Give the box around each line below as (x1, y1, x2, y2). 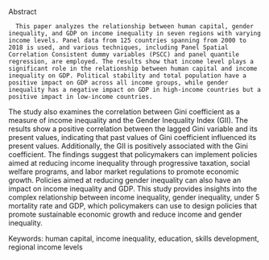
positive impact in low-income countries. (8, 93, 153, 101)
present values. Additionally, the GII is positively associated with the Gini (8, 141, 248, 151)
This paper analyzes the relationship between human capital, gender (15, 23, 254, 31)
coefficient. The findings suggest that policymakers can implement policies (8, 150, 258, 159)
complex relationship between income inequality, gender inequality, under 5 (8, 192, 260, 202)
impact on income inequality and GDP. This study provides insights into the (8, 184, 258, 193)
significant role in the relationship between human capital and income (8, 64, 258, 72)
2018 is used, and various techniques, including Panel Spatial (8, 43, 229, 52)
